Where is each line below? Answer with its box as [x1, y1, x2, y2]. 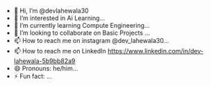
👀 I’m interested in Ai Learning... [13, 14, 105, 22]
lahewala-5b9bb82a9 [13, 57, 76, 65]
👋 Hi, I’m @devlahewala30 [13, 7, 89, 15]
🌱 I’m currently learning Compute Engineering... [13, 21, 151, 29]
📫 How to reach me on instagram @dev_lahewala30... [13, 37, 169, 44]
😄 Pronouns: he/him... [13, 64, 78, 72]
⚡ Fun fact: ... [13, 72, 52, 80]
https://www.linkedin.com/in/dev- [107, 47, 203, 55]
